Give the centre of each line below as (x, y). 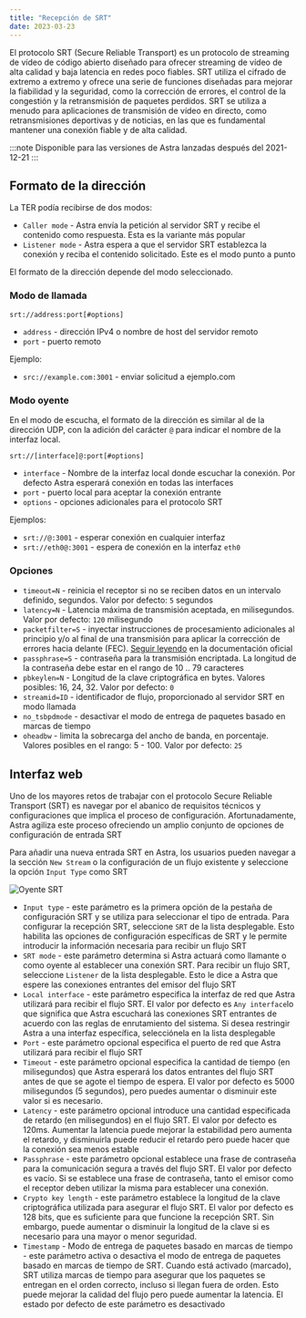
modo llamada (49, 706)
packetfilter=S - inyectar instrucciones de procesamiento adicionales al (158, 629)
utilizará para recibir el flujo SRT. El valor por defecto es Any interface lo (158, 1004)
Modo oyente (40, 400)
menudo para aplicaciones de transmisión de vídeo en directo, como (138, 110)
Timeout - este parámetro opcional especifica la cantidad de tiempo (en (156, 1062)
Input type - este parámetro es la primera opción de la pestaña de (148, 907)
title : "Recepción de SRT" (61, 18)
